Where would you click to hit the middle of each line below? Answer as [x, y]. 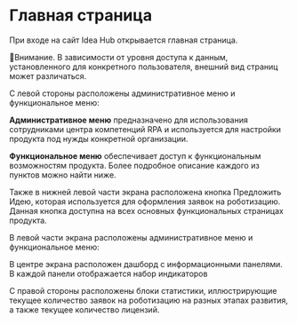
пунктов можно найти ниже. [63, 175]
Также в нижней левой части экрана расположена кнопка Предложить [145, 192]
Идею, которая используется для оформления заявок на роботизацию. [145, 202]
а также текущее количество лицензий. [84, 309]
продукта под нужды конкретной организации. [99, 138]
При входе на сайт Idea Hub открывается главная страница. [124, 40]
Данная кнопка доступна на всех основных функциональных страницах [147, 210]
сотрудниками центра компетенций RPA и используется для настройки [145, 129]
